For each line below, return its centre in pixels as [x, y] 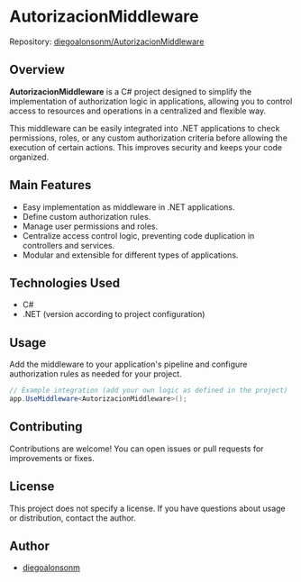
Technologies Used [64, 282]
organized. [29, 157]
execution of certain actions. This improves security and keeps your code [146, 147]
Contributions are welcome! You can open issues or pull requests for [137, 449]
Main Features [50, 185]
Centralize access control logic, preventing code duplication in [138, 235]
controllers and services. [68, 245]
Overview [37, 70]
